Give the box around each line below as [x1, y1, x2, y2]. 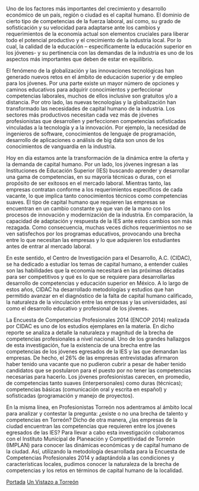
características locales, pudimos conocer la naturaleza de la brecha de [6, 461, 179, 467]
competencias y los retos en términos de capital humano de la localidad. [6, 467, 184, 474]
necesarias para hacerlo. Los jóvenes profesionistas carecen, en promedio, [6, 373, 191, 380]
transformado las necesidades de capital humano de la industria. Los [6, 105, 175, 112]
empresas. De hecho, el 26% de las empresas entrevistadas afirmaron [6, 354, 179, 361]
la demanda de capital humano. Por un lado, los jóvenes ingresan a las [6, 160, 179, 168]
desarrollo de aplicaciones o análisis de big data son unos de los [6, 137, 165, 143]
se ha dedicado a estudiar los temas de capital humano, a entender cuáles [6, 261, 188, 267]
